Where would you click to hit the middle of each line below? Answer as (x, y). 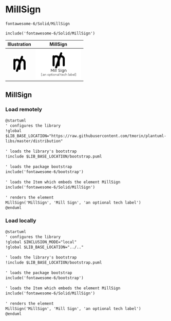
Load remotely (24, 109)
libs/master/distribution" (34, 141)
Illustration (20, 44)
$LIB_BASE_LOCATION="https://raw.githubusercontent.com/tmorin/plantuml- (86, 136)
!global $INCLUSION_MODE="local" (41, 242)
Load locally (21, 220)
